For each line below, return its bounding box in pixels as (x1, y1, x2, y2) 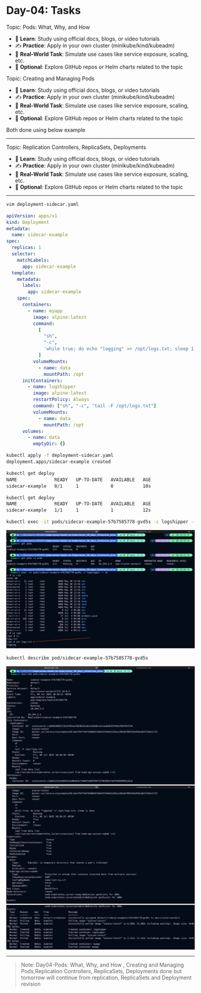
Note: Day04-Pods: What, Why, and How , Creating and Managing (20, 961, 184, 968)
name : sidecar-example (11, 232, 68, 238)
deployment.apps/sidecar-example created (6, 459, 111, 465)
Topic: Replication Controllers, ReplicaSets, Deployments (6, 143, 147, 151)
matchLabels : (17, 257, 50, 263)
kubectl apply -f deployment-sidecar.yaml (6, 453, 114, 459)
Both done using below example (6, 126, 86, 133)
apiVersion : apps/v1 (6, 213, 58, 219)
